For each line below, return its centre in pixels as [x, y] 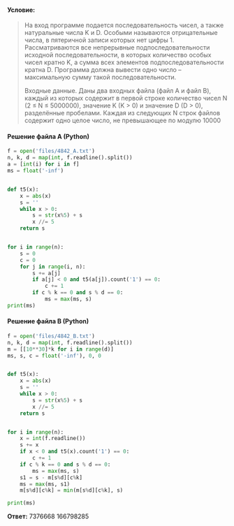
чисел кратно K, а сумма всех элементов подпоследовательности [124, 62]
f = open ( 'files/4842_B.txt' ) [51, 336]
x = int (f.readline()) [53, 439]
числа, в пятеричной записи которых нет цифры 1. [99, 40]
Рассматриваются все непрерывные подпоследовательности [117, 48]
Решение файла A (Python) [48, 136]
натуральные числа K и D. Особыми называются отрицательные [121, 33]
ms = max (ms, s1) [45, 484]
